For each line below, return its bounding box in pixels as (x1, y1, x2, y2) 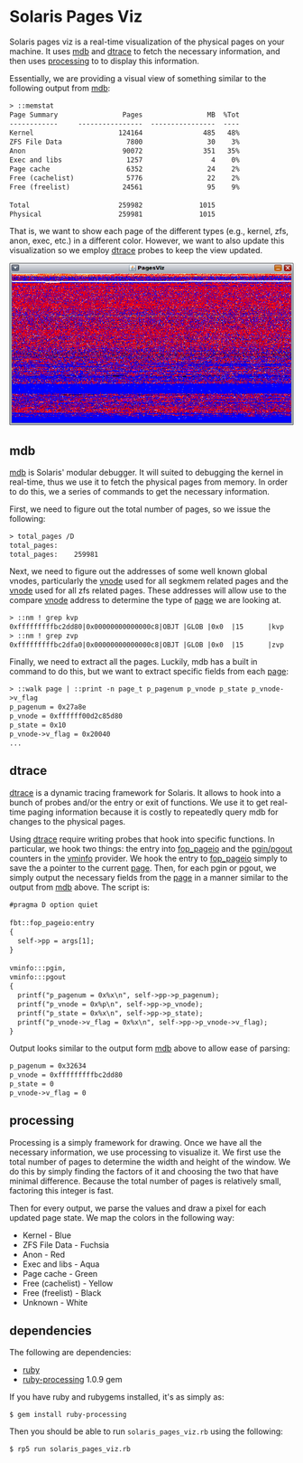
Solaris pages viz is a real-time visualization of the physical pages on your (9, 36, 285, 47)
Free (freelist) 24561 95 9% (9, 183, 241, 192)
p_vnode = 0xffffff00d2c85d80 (9, 712, 124, 721)
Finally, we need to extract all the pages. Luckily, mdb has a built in (9, 656, 258, 667)
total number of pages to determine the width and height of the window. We (9, 1156, 291, 1167)
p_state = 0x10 (9, 721, 67, 730)
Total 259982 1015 (9, 201, 216, 210)
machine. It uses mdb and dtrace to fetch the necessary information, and (9, 45, 281, 56)
